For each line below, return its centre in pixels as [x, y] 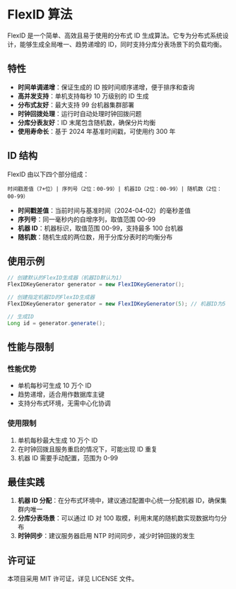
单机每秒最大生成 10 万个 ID [57, 440]
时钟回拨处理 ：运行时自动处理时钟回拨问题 [79, 113]
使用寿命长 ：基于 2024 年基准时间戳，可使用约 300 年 [96, 131]
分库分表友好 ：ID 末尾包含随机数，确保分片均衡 [87, 122]
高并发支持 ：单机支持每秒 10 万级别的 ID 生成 [83, 95]
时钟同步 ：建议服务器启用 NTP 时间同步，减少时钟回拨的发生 [106, 536]
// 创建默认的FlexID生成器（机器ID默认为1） [66, 278]
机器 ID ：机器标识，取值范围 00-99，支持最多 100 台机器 [100, 228]
